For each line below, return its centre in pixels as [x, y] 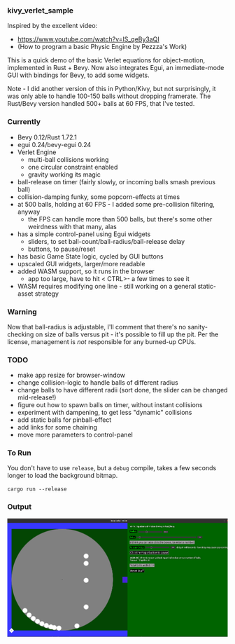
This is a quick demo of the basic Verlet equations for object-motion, [106, 60]
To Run [19, 453]
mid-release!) [37, 397]
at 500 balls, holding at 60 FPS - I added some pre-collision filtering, [116, 204]
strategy [47, 294]
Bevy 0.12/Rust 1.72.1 [47, 137]
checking [21, 334]
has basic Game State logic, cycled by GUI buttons [90, 256]
